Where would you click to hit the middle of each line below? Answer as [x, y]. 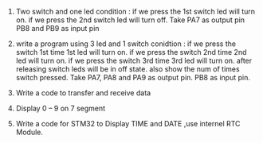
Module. [29, 132]
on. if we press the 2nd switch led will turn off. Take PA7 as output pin [130, 20]
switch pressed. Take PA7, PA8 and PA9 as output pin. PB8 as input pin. [133, 77]
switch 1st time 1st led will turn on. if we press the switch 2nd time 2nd [131, 52]
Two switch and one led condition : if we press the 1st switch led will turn [135, 12]
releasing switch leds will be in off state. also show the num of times [128, 69]
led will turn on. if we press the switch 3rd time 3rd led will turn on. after [134, 60]
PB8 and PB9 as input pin [57, 28]
